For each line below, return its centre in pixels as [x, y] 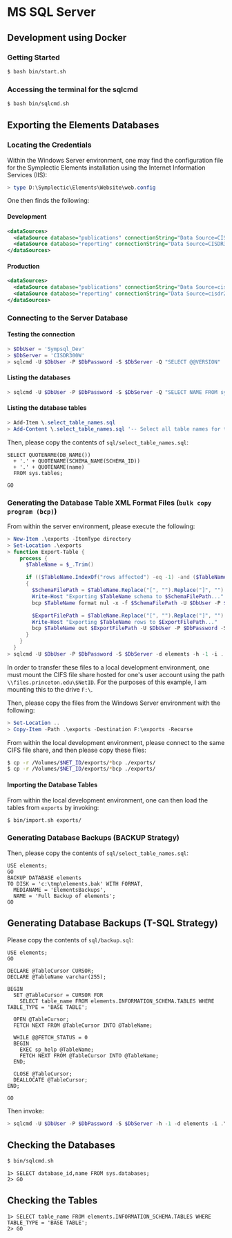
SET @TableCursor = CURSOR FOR [58, 995]
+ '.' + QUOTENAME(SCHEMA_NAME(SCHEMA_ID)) [77, 461]
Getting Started [33, 57]
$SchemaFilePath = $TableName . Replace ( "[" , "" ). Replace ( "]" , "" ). [129, 590]
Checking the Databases [61, 1145]
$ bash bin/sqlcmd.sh [38, 104]
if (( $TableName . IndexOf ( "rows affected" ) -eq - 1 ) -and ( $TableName [126, 577]
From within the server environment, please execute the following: [101, 526]
